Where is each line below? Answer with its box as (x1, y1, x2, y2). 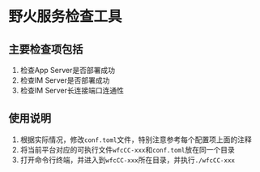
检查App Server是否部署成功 (19, 66, 116, 75)
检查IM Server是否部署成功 (19, 75, 110, 85)
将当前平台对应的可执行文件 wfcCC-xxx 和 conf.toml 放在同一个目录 (19, 144, 235, 154)
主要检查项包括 (8, 42, 83, 56)
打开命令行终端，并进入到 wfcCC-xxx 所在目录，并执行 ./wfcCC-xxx (19, 155, 235, 165)
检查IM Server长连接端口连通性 (19, 86, 124, 95)
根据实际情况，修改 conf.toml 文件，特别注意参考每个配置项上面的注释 (19, 135, 253, 144)
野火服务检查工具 (8, 7, 123, 26)
